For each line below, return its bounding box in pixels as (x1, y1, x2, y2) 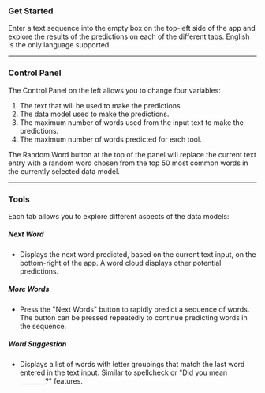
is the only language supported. (8, 40, 112, 50)
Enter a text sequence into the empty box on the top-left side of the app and (8, 24, 256, 33)
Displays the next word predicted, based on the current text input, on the (19, 249, 256, 259)
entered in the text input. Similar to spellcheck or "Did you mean (19, 368, 228, 377)
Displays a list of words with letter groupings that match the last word (19, 359, 245, 368)
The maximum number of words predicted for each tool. (19, 134, 203, 144)
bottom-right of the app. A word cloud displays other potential (19, 258, 222, 267)
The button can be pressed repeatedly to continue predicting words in (19, 312, 248, 322)
